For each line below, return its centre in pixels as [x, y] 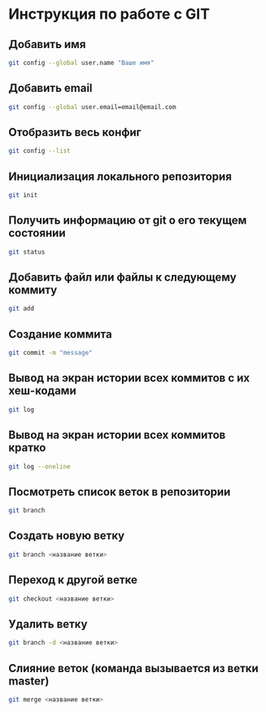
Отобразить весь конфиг [75, 132]
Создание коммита [60, 334]
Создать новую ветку [67, 536]
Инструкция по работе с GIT [109, 14]
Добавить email [50, 88]
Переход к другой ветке [73, 580]
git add [22, 309]
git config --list [39, 151]
